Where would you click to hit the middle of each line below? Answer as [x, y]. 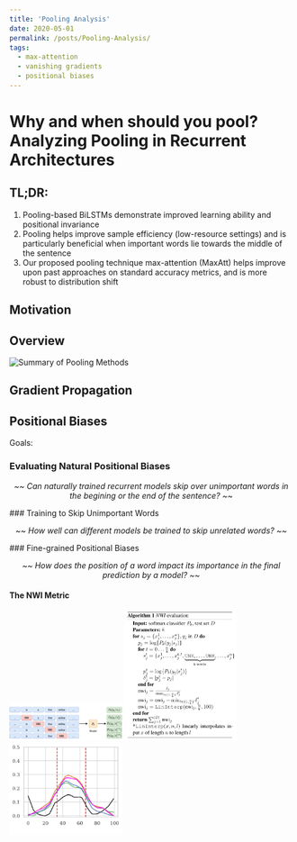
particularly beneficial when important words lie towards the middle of [153, 243]
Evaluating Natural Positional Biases [90, 466]
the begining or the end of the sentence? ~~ [151, 495]
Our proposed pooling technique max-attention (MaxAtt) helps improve [154, 262]
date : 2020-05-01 [42, 28]
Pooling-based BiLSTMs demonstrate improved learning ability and [147, 214]
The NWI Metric [40, 595]
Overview [37, 341]
